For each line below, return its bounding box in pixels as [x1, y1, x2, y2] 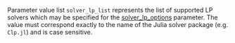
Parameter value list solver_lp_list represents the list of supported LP [7, 6, 213, 14]
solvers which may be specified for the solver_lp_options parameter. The [7, 13, 218, 21]
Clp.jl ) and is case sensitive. [7, 28, 93, 36]
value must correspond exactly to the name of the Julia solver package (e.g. [7, 21, 229, 28]
